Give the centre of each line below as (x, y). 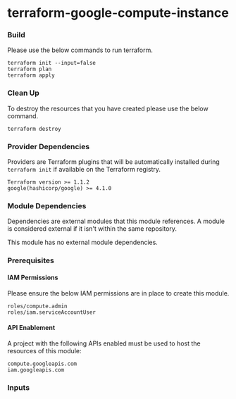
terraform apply (31, 75)
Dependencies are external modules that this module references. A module (116, 221)
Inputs (19, 387)
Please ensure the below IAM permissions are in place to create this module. (118, 293)
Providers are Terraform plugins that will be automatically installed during (113, 162)
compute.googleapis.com (42, 364)
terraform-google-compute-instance (118, 13)
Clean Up (24, 93)
